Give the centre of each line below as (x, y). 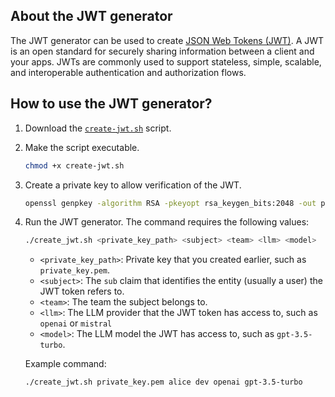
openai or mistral (76, 323)
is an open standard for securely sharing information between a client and (162, 51)
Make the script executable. (82, 147)
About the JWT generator (91, 16)
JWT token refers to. (82, 291)
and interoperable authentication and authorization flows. (128, 72)
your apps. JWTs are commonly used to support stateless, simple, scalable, (166, 61)
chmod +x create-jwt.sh (74, 165)
